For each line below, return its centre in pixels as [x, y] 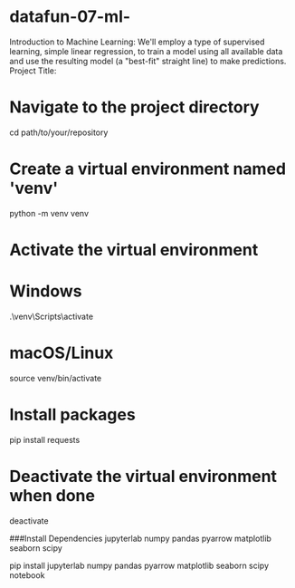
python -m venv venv [49, 213]
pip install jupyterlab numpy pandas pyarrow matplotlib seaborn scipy [139, 565]
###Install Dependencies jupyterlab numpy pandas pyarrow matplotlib [140, 538]
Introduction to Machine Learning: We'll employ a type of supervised [137, 42]
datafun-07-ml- [70, 17]
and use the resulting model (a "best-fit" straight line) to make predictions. [148, 61]
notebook [27, 575]
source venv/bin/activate [56, 378]
